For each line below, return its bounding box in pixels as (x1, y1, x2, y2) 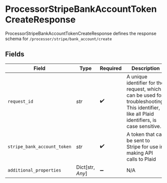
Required (99, 64, 122, 71)
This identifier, (126, 104, 161, 111)
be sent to (126, 137, 150, 144)
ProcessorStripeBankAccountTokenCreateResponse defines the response (5, 30, 157, 36)
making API (126, 149, 153, 156)
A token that (126, 130, 155, 137)
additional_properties (7, 167, 61, 173)
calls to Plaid (126, 155, 157, 162)
